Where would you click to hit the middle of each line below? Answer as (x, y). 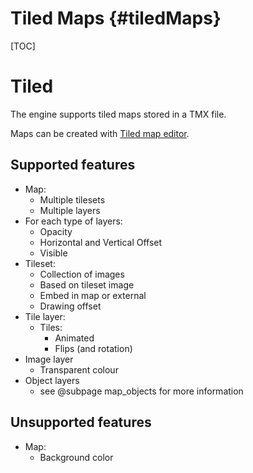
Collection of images (82, 274)
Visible (53, 253)
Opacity (56, 231)
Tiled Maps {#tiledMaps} (116, 18)
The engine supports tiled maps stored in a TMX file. (118, 114)
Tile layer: (45, 316)
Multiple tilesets (72, 199)
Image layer (49, 359)
